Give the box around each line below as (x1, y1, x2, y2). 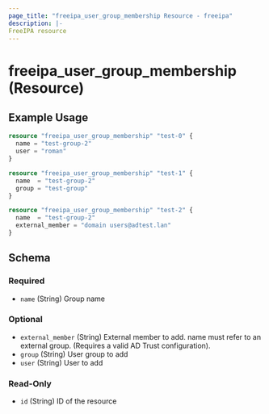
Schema (8, 251, 51, 265)
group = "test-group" (15, 184, 89, 192)
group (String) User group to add (19, 349, 128, 359)
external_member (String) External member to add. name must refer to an (19, 332, 261, 341)
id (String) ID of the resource (19, 396, 117, 406)
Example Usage (8, 111, 89, 124)
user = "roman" (15, 147, 67, 156)
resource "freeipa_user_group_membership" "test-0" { (8, 132, 194, 140)
